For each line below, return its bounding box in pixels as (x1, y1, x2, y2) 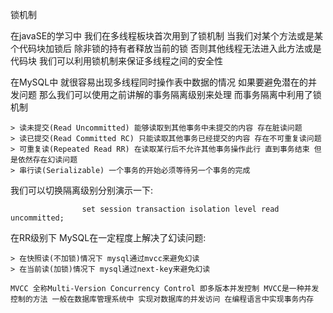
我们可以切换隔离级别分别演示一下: (10, 184, 154, 196)
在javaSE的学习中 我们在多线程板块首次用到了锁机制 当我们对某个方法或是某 (10, 30, 323, 42)
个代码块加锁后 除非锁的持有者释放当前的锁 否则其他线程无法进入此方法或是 (10, 43, 322, 54)
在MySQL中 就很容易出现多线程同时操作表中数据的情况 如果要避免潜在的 (10, 76, 309, 88)
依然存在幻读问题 (17, 155, 78, 165)
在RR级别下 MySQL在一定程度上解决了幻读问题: (10, 232, 207, 243)
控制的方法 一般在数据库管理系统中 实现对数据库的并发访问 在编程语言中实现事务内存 (10, 294, 315, 304)
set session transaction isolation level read (81, 204, 280, 214)
